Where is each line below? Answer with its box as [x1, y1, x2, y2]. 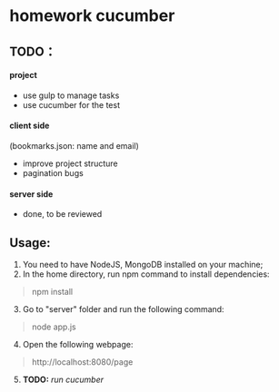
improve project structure [22, 158, 118, 169]
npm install [31, 287, 74, 297]
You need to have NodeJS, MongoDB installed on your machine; [22, 260, 264, 269]
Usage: [9, 235, 52, 250]
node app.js [31, 321, 76, 332]
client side [9, 120, 50, 132]
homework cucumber [9, 5, 175, 26]
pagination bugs [22, 167, 84, 178]
